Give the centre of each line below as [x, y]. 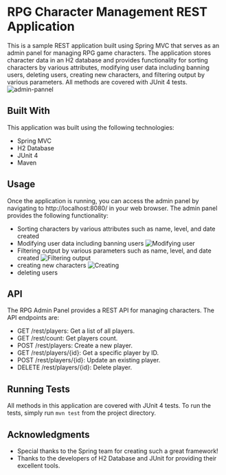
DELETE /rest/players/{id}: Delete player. [75, 367]
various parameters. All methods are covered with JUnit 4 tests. [97, 82]
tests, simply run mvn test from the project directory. [82, 413]
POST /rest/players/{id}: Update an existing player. [89, 360]
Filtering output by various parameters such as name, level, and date [114, 251]
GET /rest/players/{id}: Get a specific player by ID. [88, 353]
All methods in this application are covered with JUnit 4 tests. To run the [109, 406]
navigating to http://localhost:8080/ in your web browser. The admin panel [112, 208]
